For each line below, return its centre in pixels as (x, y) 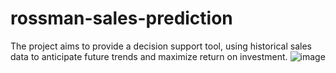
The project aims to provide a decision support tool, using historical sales (161, 46)
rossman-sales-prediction (121, 18)
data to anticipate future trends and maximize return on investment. (149, 56)
